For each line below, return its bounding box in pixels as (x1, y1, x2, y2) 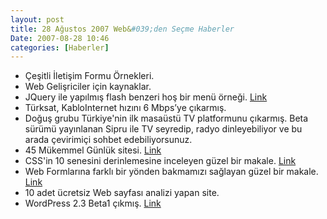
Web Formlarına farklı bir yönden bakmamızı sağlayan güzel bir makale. (24, 166, 319, 178)
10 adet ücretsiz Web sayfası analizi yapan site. (24, 187, 220, 199)
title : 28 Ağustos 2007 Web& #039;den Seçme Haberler (10, 24, 235, 34)
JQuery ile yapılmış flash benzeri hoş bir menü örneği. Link (24, 91, 268, 103)
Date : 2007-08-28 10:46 (10, 33, 110, 43)
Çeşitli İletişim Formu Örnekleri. (24, 70, 155, 82)
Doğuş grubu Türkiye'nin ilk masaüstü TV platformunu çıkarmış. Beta (24, 112, 309, 125)
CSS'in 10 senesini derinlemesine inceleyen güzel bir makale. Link (24, 155, 297, 167)
